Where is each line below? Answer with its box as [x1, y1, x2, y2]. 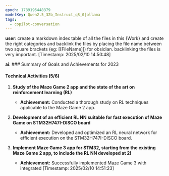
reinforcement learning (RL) [12, 90, 72, 96]
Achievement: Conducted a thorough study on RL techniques [20, 99, 149, 105]
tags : [5, 17, 17, 22]
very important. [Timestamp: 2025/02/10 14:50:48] [5, 52, 111, 58]
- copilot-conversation [10, 21, 60, 27]
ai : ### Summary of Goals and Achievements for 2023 [5, 61, 119, 67]
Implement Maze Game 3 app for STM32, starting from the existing [12, 145, 156, 151]
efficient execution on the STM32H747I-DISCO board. [20, 135, 132, 141]
